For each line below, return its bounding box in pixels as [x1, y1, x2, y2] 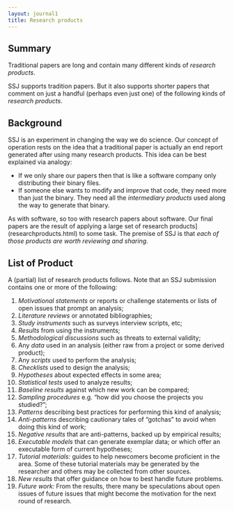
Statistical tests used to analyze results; [17, 378, 133, 386]
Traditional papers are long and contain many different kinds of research [8, 61, 216, 70]
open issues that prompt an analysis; [17, 304, 124, 312]
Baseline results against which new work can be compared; [17, 385, 189, 394]
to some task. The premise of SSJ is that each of [79, 230, 219, 238]
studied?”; [17, 400, 47, 408]
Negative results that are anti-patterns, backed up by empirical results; [17, 430, 221, 438]
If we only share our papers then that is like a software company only [17, 172, 217, 180]
